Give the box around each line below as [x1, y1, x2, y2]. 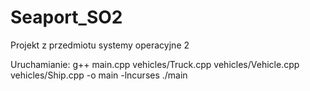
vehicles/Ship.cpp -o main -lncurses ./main [10, 69, 188, 81]
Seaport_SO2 [10, 6, 123, 29]
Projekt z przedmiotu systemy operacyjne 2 [10, 39, 190, 51]
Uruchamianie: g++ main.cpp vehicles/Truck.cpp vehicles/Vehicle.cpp [10, 58, 300, 70]
